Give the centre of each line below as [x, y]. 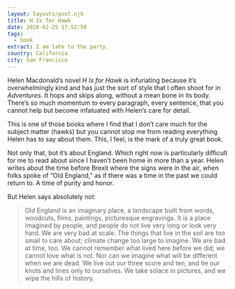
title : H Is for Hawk [39, 21]
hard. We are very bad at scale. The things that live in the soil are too [125, 233]
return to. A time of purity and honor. [61, 183]
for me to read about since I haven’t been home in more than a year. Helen [116, 160]
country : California [38, 54]
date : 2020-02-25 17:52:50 [47, 27]
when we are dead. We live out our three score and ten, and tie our [122, 263]
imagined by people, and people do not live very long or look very [121, 225]
